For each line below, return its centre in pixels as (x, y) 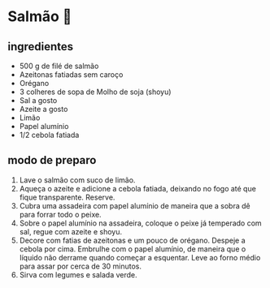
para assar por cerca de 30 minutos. (81, 266)
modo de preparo (52, 160)
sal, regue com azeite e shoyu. (71, 231)
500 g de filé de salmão (59, 66)
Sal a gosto (38, 100)
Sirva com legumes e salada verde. (78, 274)
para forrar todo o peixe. (61, 214)
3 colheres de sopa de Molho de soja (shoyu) (95, 92)
